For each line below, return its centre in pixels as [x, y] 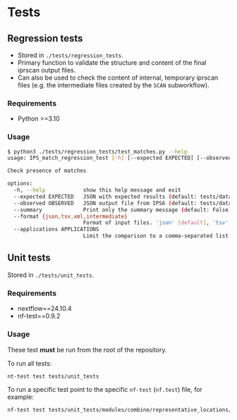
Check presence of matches [47, 171]
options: [20, 184]
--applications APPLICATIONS [56, 230]
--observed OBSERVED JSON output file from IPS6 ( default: [105, 203]
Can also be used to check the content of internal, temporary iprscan [118, 78]
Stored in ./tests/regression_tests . [70, 55]
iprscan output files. [47, 70]
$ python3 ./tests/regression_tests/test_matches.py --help [98, 152]
